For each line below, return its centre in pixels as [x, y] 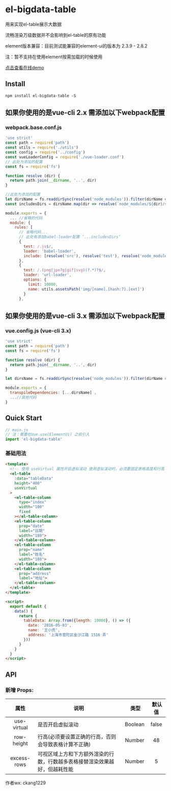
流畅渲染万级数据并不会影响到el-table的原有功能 [56, 35]
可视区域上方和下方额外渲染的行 [76, 754]
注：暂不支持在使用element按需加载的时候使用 [54, 57]
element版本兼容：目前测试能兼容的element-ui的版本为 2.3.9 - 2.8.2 [76, 46]
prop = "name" [31, 550]
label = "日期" [32, 531]
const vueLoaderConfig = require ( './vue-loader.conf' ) [65, 157]
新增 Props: [20, 690]
